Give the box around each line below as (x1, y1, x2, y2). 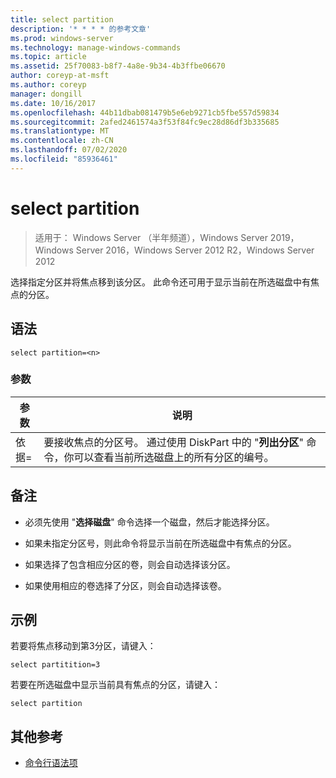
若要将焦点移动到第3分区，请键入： (10, 640, 157, 652)
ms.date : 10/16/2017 (10, 98, 97, 108)
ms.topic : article (10, 52, 87, 62)
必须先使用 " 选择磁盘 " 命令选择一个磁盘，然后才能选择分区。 (24, 516, 275, 528)
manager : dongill (10, 89, 83, 99)
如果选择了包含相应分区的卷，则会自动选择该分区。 (24, 558, 236, 570)
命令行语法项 (24, 757, 78, 769)
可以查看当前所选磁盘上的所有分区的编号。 (73, 450, 275, 464)
